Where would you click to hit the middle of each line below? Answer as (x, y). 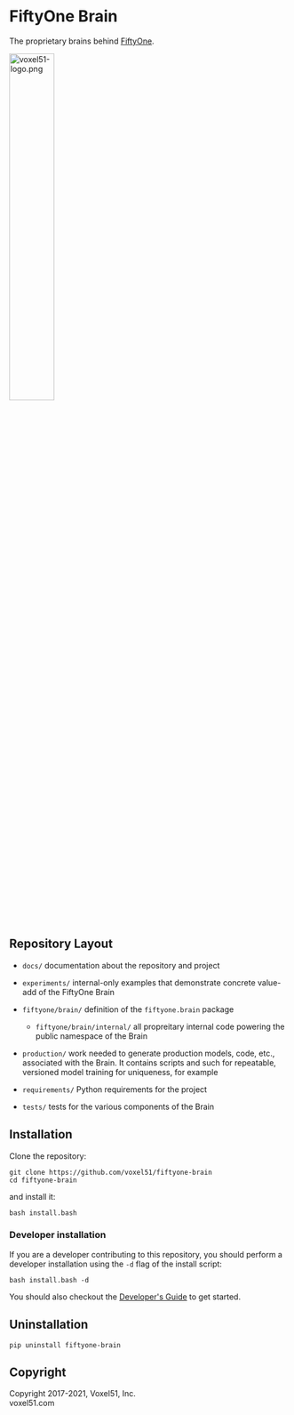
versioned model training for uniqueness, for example (120, 1072)
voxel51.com (32, 1403)
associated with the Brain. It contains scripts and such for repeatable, (149, 1062)
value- (269, 982)
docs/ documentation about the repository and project (121, 965)
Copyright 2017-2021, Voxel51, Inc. (72, 1394)
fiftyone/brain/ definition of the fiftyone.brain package (128, 1009)
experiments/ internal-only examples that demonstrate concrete (139, 982)
